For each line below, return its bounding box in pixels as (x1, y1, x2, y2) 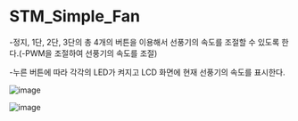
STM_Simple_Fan (9, 6, 141, 27)
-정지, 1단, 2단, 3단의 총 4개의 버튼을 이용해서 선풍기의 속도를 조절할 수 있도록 (9, 36, 280, 47)
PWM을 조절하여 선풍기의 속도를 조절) (25, 47, 158, 59)
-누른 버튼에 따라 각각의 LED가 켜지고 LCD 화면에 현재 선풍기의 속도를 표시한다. (9, 67, 286, 77)
